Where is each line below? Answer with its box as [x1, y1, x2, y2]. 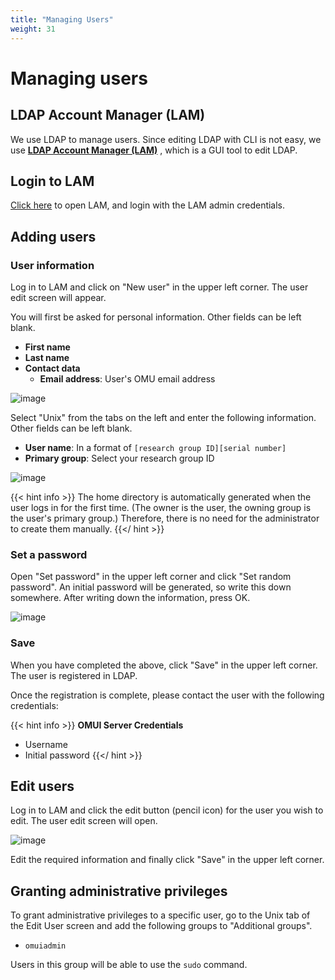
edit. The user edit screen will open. [10, 815, 158, 827]
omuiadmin [24, 941, 67, 951]
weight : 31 [10, 24, 56, 34]
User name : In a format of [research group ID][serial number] [24, 442, 287, 453]
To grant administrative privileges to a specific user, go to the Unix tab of [10, 909, 311, 921]
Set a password [10, 547, 88, 561]
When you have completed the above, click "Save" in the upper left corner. [10, 659, 318, 671]
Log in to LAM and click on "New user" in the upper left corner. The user [10, 281, 309, 293]
